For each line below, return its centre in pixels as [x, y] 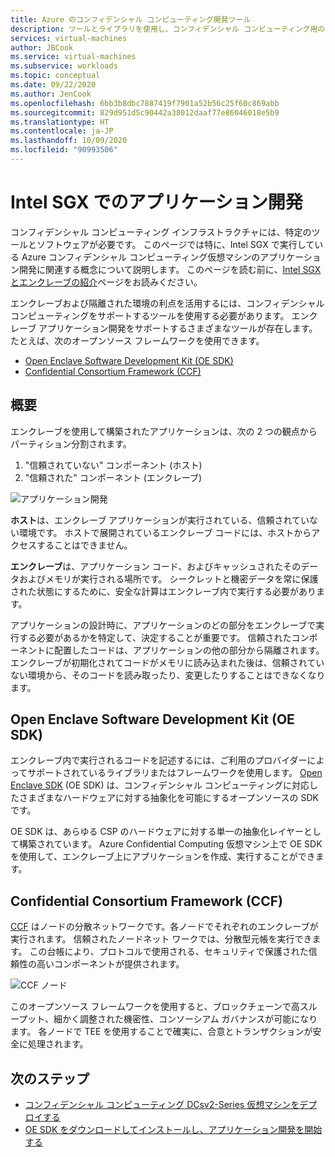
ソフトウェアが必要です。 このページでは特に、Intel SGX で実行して [175, 244]
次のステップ [50, 1078]
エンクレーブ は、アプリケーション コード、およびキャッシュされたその [156, 566]
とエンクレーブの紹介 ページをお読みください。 [106, 282]
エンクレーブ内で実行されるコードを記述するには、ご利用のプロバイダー [159, 760]
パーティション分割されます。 [71, 443]
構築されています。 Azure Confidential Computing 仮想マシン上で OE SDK [170, 844]
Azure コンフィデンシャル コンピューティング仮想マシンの [141, 257]
